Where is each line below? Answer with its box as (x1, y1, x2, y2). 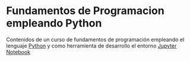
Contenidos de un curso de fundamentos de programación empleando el (6, 36, 185, 43)
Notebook (6, 48, 31, 55)
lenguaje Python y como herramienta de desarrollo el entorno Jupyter (6, 42, 177, 49)
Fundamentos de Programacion (6, 4, 164, 18)
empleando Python (6, 16, 102, 30)
